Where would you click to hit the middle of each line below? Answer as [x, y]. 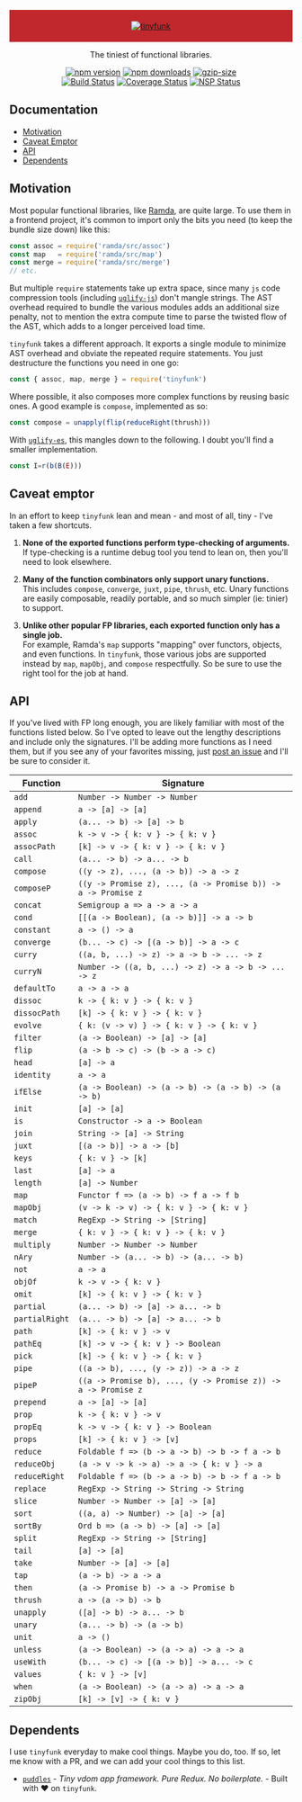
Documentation [54, 110]
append [28, 810]
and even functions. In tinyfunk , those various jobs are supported [144, 654]
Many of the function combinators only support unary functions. [146, 579]
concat [28, 905]
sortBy [28, 1526]
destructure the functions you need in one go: [94, 363]
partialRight [42, 1319]
